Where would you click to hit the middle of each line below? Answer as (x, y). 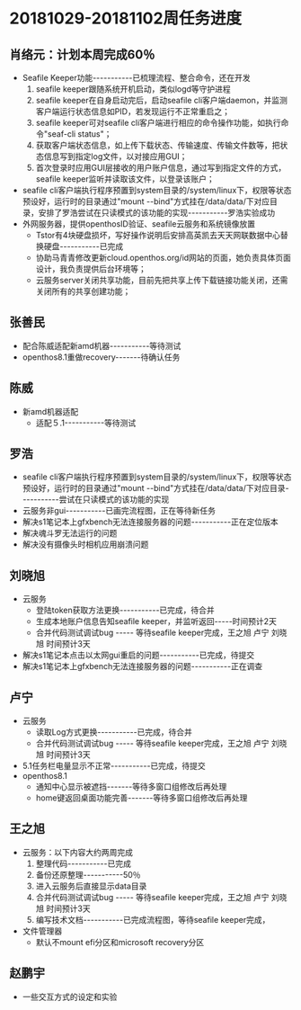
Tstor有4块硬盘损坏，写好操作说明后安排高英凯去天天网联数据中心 (158, 235)
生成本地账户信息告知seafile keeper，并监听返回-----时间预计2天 (156, 621)
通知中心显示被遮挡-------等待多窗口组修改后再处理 (131, 787)
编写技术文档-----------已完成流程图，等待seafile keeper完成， (153, 919)
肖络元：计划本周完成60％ (82, 54)
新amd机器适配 (50, 411)
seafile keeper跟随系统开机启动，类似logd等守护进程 (133, 89)
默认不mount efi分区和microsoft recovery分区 (120, 942)
